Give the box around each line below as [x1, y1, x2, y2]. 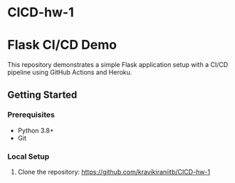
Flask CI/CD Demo [7, 37, 117, 53]
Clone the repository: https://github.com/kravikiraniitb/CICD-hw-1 [17, 168, 211, 177]
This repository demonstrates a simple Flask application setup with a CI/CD [7, 61, 229, 69]
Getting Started [7, 88, 78, 100]
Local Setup [7, 151, 50, 161]
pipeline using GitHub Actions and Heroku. [7, 68, 132, 77]
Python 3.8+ [17, 126, 55, 135]
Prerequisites [7, 110, 55, 120]
